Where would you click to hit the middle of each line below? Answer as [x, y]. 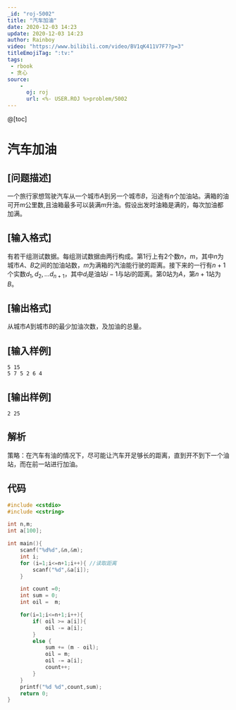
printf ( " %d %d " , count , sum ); [61, 687]
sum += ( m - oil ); [72, 648]
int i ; [30, 556]
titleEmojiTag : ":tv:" [41, 54]
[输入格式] [29, 238]
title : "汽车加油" [32, 20]
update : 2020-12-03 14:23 [45, 33]
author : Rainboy [31, 40]
